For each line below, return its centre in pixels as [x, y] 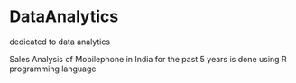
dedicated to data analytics [60, 41]
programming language [53, 69]
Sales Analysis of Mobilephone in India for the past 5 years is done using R [148, 59]
